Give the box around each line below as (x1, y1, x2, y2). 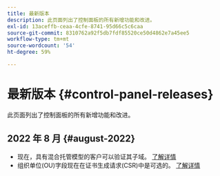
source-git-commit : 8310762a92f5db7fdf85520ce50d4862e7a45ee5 (7, 29, 190, 37)
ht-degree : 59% (7, 49, 51, 56)
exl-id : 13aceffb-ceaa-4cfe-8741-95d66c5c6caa (7, 23, 143, 30)
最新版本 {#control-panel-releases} (7, 87, 214, 102)
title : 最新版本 (7, 10, 50, 17)
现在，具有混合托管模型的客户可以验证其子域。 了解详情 (17, 153, 177, 161)
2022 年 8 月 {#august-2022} (7, 133, 136, 145)
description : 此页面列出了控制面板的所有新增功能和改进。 (7, 17, 155, 23)
